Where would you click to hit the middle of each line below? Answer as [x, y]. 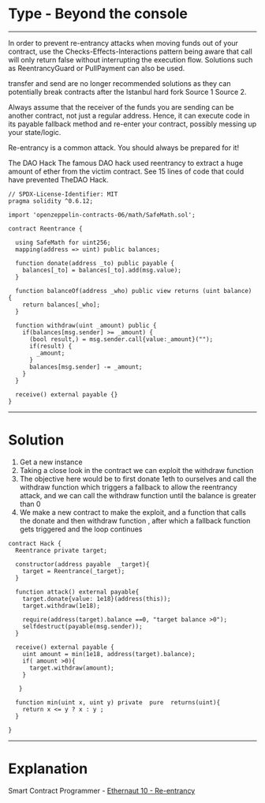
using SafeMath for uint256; [63, 242]
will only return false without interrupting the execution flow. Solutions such [131, 59]
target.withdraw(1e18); [62, 606]
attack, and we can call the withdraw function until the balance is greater [138, 495]
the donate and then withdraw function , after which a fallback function [135, 520]
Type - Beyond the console [98, 14]
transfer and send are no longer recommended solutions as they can [119, 83]
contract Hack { [35, 543]
